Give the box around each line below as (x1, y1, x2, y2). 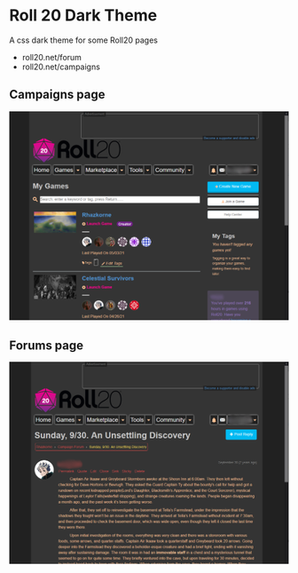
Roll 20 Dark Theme (9, 5, 158, 26)
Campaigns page (9, 87, 106, 102)
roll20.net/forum (21, 52, 82, 62)
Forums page (9, 338, 84, 353)
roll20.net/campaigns (21, 61, 100, 72)
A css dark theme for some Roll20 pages (9, 35, 158, 45)
